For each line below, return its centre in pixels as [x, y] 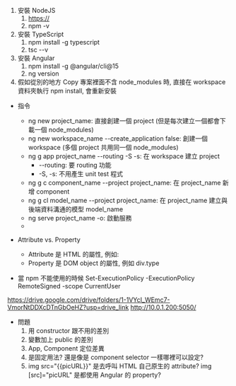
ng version [43, 74]
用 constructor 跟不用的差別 [69, 331]
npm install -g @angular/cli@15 [73, 66]
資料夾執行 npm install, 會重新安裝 [67, 91]
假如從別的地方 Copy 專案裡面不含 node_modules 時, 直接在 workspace [122, 82]
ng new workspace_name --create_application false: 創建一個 [118, 139]
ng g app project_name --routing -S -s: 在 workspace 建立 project [124, 156]
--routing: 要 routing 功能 [75, 165]
